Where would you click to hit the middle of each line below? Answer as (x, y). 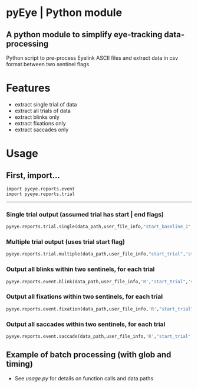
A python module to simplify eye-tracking (84, 35)
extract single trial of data (46, 104)
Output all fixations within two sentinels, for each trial (85, 297)
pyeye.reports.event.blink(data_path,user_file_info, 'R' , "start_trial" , (97, 282)
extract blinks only (37, 117)
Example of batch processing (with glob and (89, 355)
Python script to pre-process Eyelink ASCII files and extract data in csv (92, 58)
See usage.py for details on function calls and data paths (84, 378)
